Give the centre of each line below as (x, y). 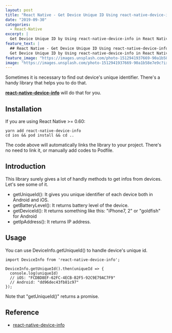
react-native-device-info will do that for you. (53, 93)
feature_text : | (23, 44)
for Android (25, 216)
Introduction (26, 166)
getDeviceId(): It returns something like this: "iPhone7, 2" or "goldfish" (87, 211)
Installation (24, 109)
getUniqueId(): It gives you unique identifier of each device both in (83, 194)
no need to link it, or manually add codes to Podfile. (60, 150)
